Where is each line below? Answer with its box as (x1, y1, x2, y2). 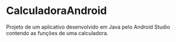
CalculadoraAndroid (6, 4, 107, 17)
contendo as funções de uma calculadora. (6, 29, 109, 36)
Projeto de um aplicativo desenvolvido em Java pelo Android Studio (6, 23, 171, 30)
